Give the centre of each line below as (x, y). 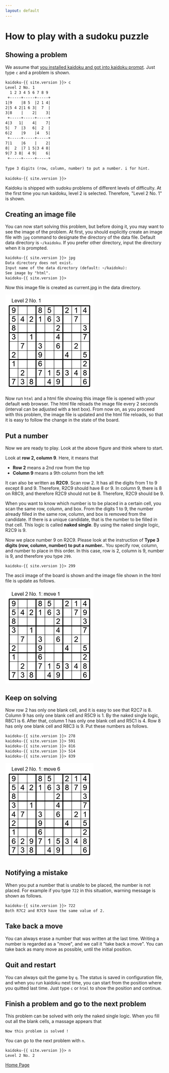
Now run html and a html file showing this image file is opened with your (80, 398)
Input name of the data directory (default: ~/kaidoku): (66, 268)
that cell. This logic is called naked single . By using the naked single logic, (82, 525)
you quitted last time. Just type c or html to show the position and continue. (83, 988)
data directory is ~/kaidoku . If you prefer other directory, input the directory (83, 243)
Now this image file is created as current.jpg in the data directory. (73, 288)
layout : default (22, 11)
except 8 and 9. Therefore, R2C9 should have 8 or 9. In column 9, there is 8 (84, 488)
